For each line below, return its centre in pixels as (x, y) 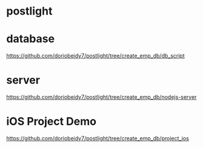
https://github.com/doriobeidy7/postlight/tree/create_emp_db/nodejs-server (101, 97)
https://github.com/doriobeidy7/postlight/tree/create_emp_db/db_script (95, 56)
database (31, 39)
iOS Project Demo (52, 122)
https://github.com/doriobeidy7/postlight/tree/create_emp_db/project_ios (98, 138)
